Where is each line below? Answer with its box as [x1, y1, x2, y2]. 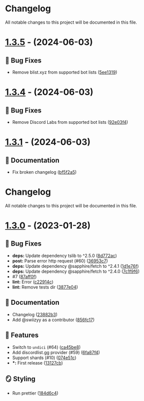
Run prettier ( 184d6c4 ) [12, 390, 58, 396]
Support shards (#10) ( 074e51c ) [12, 355, 77, 361]
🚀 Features [5, 331, 39, 339]
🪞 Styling [5, 374, 36, 383]
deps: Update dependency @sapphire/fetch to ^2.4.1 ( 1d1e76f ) [12, 263, 139, 269]
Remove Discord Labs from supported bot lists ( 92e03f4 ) [12, 119, 128, 125]
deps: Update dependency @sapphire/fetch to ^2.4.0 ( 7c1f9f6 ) [12, 268, 140, 274]
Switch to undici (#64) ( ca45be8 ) [12, 344, 81, 350]
